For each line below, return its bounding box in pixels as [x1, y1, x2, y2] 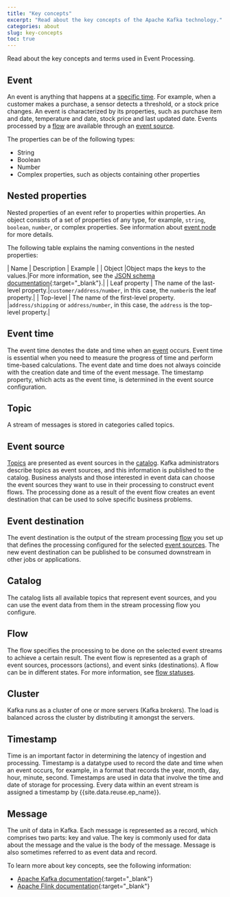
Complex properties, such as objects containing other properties [16, 170, 200, 179]
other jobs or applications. [7, 556, 81, 563]
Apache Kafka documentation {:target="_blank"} [16, 875, 153, 883]
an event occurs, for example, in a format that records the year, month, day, [7, 767, 221, 775]
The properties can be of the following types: [7, 135, 135, 143]
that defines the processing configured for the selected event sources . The [7, 541, 220, 549]
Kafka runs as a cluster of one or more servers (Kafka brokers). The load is [7, 706, 219, 714]
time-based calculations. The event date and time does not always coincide [7, 361, 221, 369]
